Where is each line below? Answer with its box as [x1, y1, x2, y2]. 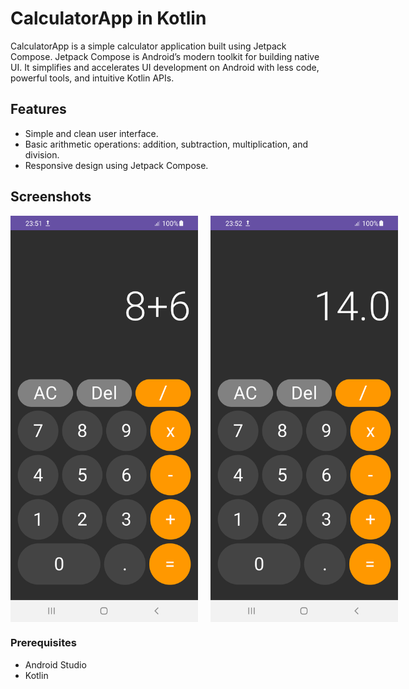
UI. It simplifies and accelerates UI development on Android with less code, [10, 61, 320, 73]
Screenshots [10, 188, 92, 206]
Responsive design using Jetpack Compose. [24, 159, 209, 171]
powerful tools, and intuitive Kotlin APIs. [10, 72, 175, 84]
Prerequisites [10, 636, 77, 650]
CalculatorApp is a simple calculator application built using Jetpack [10, 40, 287, 52]
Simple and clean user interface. [24, 127, 159, 139]
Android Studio [24, 658, 87, 671]
